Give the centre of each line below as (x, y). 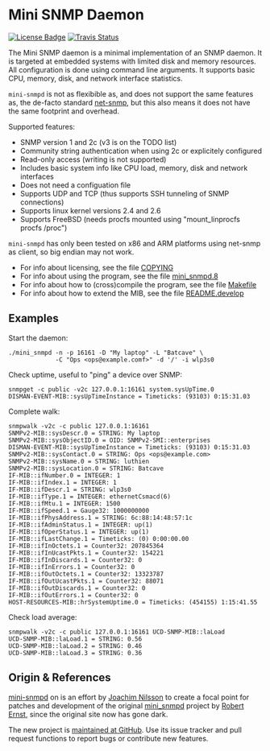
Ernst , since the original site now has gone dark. (88, 714)
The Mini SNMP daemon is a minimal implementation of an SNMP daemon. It (135, 52)
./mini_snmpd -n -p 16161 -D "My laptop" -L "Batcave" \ (106, 353)
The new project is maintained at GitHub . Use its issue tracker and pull (125, 729)
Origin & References (60, 678)
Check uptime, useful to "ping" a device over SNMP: (96, 374)
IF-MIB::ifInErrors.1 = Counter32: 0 (72, 567)
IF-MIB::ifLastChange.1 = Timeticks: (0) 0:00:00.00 (99, 538)
